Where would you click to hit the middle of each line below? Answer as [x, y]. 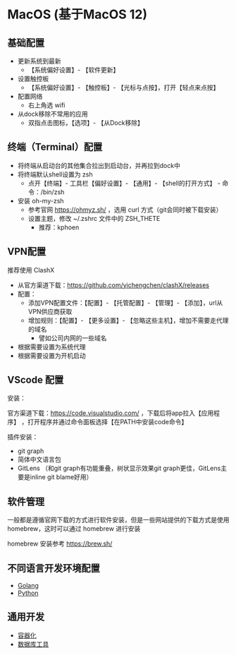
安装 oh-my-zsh [41, 200]
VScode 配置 [36, 380]
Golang [28, 586]
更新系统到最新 [39, 61]
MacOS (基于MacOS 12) [77, 14]
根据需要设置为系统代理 [51, 347]
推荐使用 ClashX [31, 270]
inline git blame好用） [61, 477]
